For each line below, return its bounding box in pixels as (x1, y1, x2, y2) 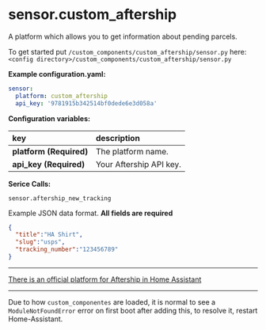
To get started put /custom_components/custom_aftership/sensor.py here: (8, 47, 247, 56)
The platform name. (95, 146, 169, 157)
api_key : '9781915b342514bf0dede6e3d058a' (15, 99, 158, 108)
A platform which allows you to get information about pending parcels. (8, 32, 237, 41)
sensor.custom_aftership (8, 6, 177, 24)
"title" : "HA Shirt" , (15, 231, 83, 239)
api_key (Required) (12, 158, 85, 169)
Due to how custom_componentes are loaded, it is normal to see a (8, 297, 216, 306)
